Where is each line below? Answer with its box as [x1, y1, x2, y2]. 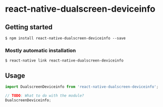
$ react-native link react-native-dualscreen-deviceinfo [5, 58, 124, 63]
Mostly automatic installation [5, 47, 76, 54]
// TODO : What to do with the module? [5, 93, 84, 98]
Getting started [5, 23, 53, 31]
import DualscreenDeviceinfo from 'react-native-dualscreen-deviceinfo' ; [5, 85, 159, 89]
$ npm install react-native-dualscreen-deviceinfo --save [5, 36, 126, 41]
